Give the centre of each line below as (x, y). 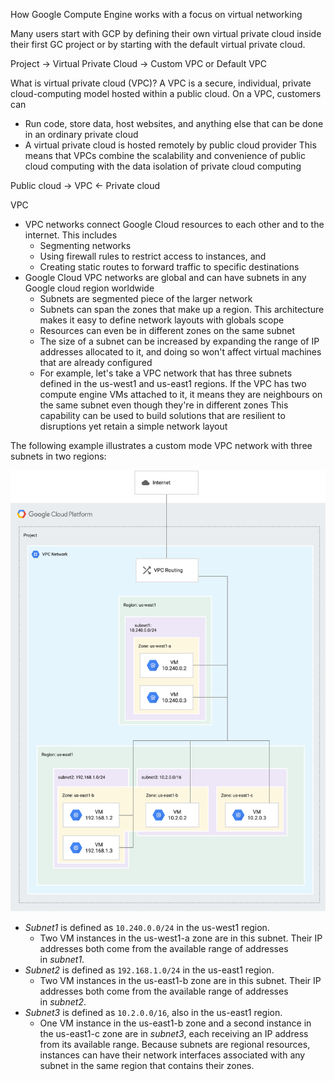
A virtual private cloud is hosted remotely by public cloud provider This (170, 145)
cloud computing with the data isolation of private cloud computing (163, 166)
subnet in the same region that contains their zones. (147, 1065)
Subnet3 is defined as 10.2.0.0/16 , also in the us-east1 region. (153, 1012)
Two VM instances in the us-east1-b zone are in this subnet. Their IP (180, 980)
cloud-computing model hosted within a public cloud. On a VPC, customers (166, 93)
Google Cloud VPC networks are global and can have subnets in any (165, 277)
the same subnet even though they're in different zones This (164, 405)
